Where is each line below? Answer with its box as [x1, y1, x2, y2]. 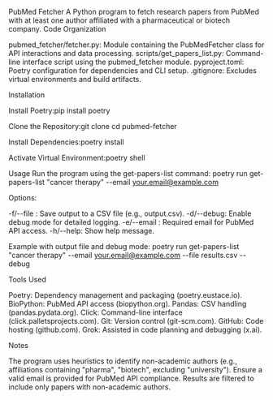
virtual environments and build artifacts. [8, 75, 142, 84]
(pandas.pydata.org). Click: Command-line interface [8, 308, 183, 317]
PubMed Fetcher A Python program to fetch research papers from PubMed [8, 7, 260, 16]
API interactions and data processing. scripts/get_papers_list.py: [8, 49, 224, 58]
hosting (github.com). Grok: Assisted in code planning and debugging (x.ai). [8, 325, 262, 334]
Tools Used [8, 275, 46, 284]
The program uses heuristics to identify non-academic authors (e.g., [8, 356, 238, 366]
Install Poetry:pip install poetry [8, 105, 110, 115]
